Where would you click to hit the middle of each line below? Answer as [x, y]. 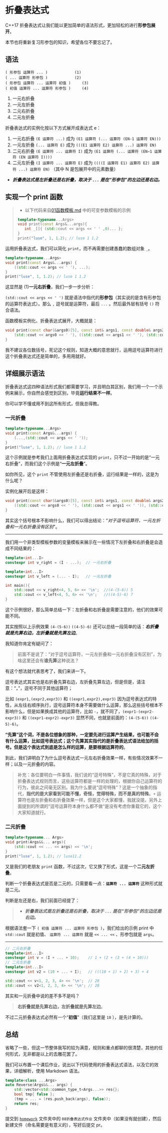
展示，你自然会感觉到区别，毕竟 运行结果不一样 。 [64, 393]
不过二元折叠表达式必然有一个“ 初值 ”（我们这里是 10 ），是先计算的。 [75, 1017]
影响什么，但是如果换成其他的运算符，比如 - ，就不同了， [64, 711]
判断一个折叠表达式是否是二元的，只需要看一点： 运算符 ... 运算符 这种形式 [82, 883]
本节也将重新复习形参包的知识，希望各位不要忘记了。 [60, 42]
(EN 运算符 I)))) [35, 157]
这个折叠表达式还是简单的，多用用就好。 [47, 356]
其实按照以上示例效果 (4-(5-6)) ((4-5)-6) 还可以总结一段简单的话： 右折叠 [82, 627]
